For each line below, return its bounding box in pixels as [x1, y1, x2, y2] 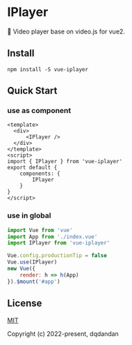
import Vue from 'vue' [7, 227, 73, 233]
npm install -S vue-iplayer [7, 66, 89, 73]
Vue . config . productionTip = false [7, 252, 108, 259]
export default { [7, 164, 58, 171]
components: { [19, 170, 60, 178]
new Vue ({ [7, 266, 36, 273]
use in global [7, 210, 51, 220]
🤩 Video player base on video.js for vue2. [7, 27, 125, 36]
